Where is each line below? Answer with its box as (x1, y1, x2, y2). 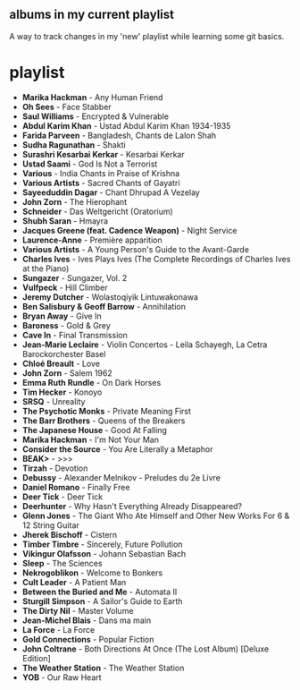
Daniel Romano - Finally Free (21, 481, 130, 492)
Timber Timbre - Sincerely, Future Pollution (21, 539, 183, 549)
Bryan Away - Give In (21, 311, 103, 321)
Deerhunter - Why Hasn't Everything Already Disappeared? (21, 500, 243, 511)
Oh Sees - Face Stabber (21, 101, 112, 112)
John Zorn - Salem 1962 (21, 367, 113, 379)
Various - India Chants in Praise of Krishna (21, 167, 180, 178)
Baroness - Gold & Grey (21, 319, 112, 330)
